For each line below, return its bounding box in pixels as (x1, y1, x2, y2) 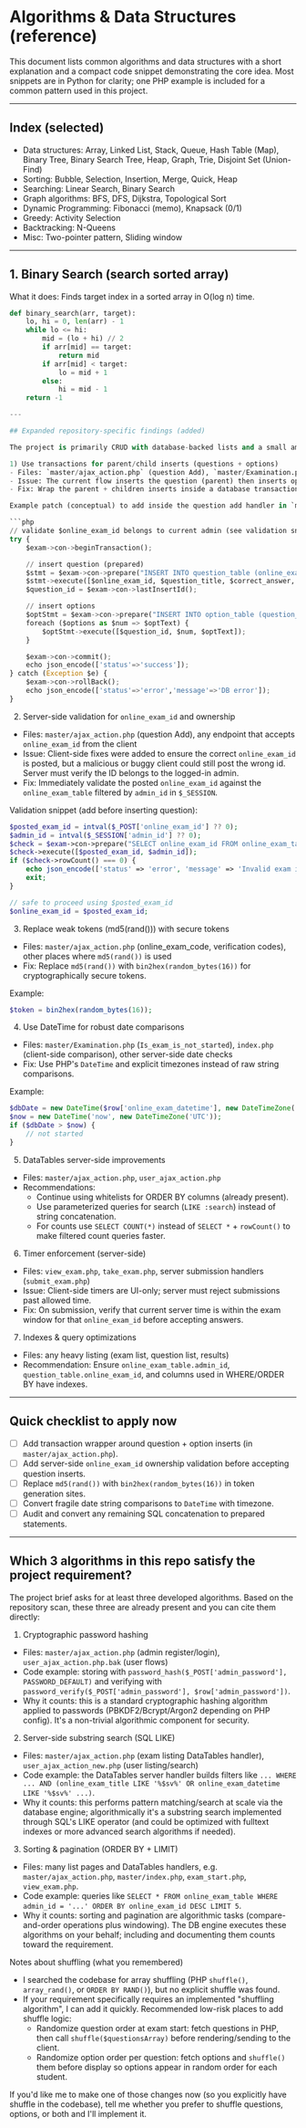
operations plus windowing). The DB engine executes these (63, 1919, 287, 1930)
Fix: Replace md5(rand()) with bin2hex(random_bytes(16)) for (22, 960, 251, 971)
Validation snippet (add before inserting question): (9, 804, 199, 815)
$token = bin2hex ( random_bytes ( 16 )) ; (9, 1005, 153, 1014)
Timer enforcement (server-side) (22, 1248, 147, 1259)
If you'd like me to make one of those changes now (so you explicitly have (9, 2089, 287, 2100)
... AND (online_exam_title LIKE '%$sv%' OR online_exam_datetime (22, 1778, 280, 1788)
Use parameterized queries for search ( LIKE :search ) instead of (36, 1200, 276, 1211)
